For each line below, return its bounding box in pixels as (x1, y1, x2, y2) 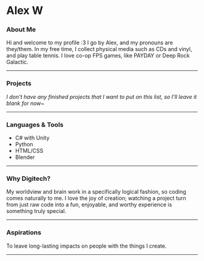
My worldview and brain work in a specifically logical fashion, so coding (6, 188, 186, 195)
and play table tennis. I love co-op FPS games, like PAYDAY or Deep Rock (6, 52, 190, 59)
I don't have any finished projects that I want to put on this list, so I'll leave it (6, 93, 197, 100)
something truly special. (6, 208, 67, 215)
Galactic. (6, 58, 29, 66)
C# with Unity (15, 134, 50, 141)
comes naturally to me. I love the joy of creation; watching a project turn (6, 195, 186, 202)
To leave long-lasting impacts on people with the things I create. (6, 242, 167, 249)
